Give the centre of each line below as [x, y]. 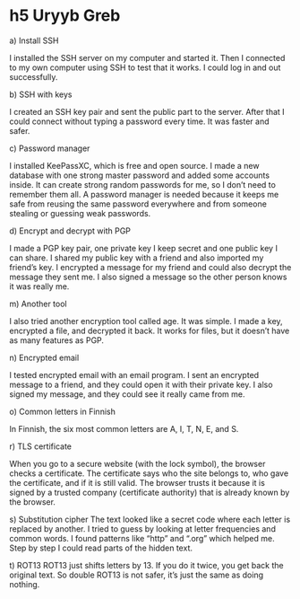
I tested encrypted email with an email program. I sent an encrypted [134, 374]
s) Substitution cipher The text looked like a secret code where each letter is [150, 519]
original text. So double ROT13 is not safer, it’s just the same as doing [137, 575]
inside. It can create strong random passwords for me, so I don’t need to [142, 184]
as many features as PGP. [57, 340]
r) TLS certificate [40, 446]
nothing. [25, 584]
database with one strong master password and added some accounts [140, 175]
